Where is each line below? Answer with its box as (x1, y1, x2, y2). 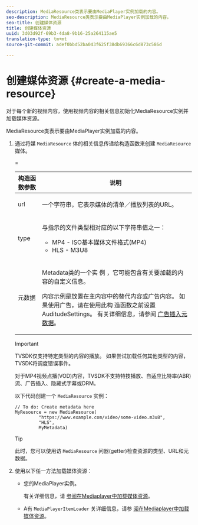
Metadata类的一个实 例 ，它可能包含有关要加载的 (42, 268, 178, 277)
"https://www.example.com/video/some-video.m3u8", (38, 414, 166, 420)
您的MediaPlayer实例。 (23, 479, 80, 487)
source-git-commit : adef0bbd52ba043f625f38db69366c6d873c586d (6, 42, 162, 48)
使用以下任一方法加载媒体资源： (14, 467, 93, 474)
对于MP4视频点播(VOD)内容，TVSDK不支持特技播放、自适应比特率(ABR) (14, 372, 192, 379)
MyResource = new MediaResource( (14, 409, 97, 415)
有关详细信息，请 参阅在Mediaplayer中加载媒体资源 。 (23, 492, 153, 500)
